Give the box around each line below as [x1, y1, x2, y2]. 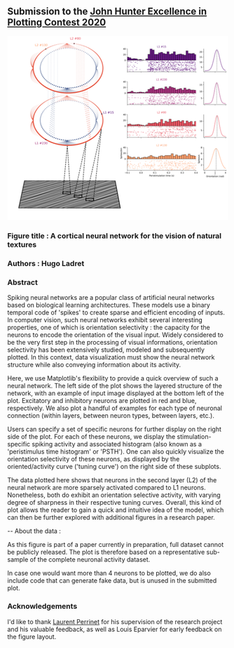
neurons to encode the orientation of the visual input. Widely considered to [7, 331, 224, 339]
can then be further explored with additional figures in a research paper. [7, 513, 215, 522]
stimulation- [177, 432, 212, 441]
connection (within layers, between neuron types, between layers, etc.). [7, 411, 215, 420]
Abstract [7, 277, 39, 287]
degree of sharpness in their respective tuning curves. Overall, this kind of [7, 498, 222, 507]
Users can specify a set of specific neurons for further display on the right [7, 425, 222, 434]
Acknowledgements [7, 602, 78, 611]
